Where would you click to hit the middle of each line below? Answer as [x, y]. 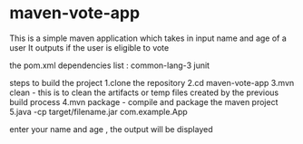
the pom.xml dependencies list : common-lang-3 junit [110, 65]
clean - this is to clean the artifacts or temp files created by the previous [144, 92]
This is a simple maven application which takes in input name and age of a [148, 38]
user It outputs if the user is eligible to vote [89, 47]
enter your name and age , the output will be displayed [111, 129]
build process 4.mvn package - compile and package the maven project [144, 101]
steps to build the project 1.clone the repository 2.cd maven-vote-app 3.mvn [152, 82]
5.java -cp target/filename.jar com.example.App [98, 111]
